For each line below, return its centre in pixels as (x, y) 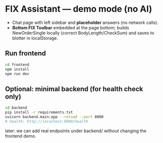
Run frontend (26, 53)
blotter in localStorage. (35, 38)
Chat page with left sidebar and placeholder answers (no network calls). (85, 22)
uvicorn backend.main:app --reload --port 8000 (54, 117)
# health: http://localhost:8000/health (47, 121)
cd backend (16, 108)
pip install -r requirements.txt (39, 112)
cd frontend (17, 64)
